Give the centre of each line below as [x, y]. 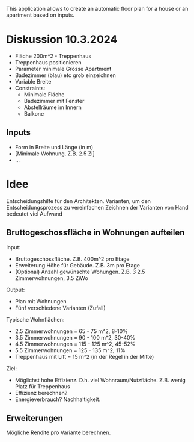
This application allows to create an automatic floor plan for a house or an [97, 9]
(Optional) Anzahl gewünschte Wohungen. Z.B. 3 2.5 [80, 272]
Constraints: [30, 88]
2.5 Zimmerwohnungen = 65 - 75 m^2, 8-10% [71, 331]
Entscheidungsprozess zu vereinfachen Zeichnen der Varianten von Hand [97, 207]
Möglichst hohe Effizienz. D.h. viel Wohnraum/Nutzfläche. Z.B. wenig [100, 380]
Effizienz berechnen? [41, 393]
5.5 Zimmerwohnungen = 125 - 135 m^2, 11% [70, 350]
